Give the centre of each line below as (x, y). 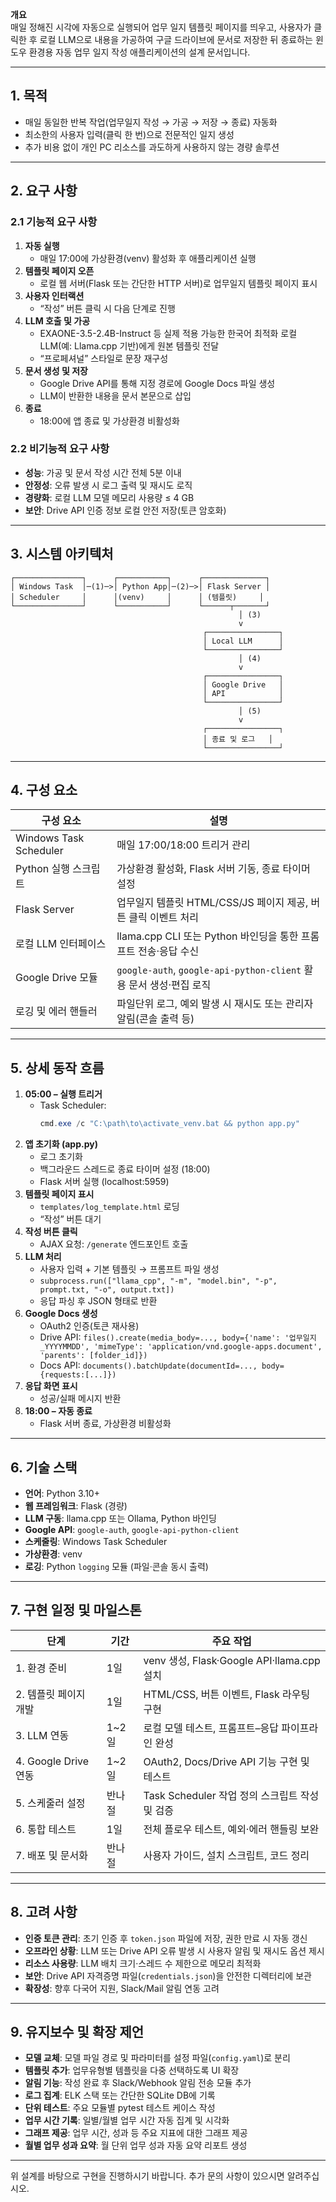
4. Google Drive (52, 1761)
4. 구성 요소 (44, 790)
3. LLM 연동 (42, 1735)
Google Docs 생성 (61, 1314)
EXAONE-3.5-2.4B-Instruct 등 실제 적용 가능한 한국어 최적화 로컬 (168, 333)
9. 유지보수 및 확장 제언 (77, 2031)
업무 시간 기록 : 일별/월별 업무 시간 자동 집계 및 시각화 (127, 2120)
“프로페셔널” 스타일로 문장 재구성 (104, 358)
